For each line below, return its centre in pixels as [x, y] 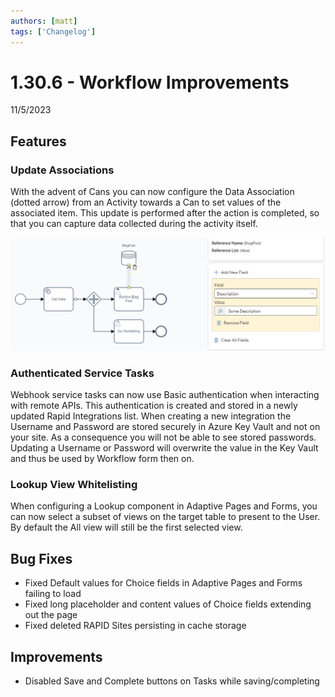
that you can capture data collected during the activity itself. [134, 224]
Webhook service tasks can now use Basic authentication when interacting [165, 395]
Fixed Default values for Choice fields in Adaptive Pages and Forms [163, 583]
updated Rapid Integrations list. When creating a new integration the [151, 416]
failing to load [53, 594]
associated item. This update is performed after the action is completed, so [165, 213]
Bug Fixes [41, 558]
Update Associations [62, 170]
